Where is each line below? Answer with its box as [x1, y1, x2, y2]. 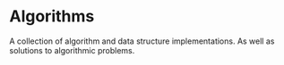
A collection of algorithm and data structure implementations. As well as [9, 36, 275, 46]
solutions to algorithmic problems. [9, 45, 135, 55]
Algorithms [9, 6, 95, 27]
